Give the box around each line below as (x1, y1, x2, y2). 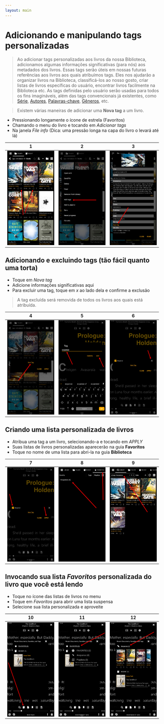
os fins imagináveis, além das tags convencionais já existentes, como (17, 93, 157, 99)
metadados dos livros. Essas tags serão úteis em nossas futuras (17, 67, 146, 73)
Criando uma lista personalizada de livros (5, 425, 134, 434)
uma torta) (5, 264, 38, 272)
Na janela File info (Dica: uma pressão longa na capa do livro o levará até (12, 127, 159, 133)
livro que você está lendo (5, 580, 83, 589)
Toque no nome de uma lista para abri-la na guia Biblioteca (12, 449, 132, 455)
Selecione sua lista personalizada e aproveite (12, 603, 103, 610)
